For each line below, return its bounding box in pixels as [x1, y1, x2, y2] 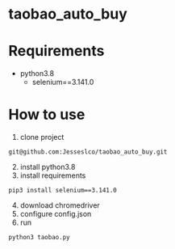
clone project [19, 133, 65, 142]
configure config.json [19, 209, 92, 219]
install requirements [19, 171, 86, 180]
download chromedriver [19, 200, 101, 210]
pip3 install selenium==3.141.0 [8, 187, 117, 195]
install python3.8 [19, 162, 76, 172]
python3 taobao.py [8, 234, 70, 242]
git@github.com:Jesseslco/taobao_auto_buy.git [8, 148, 168, 156]
